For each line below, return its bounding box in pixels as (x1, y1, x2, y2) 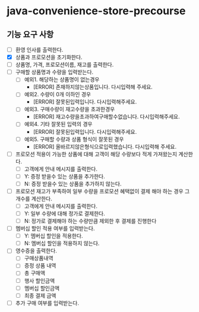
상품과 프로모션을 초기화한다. (15, 53, 83, 61)
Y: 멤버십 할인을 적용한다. (24, 232, 83, 239)
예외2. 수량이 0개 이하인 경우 (24, 91, 91, 98)
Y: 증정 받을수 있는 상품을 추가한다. (24, 172, 106, 179)
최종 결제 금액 (24, 292, 56, 299)
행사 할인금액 (24, 277, 55, 284)
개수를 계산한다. (15, 195, 52, 202)
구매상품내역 (24, 254, 53, 262)
